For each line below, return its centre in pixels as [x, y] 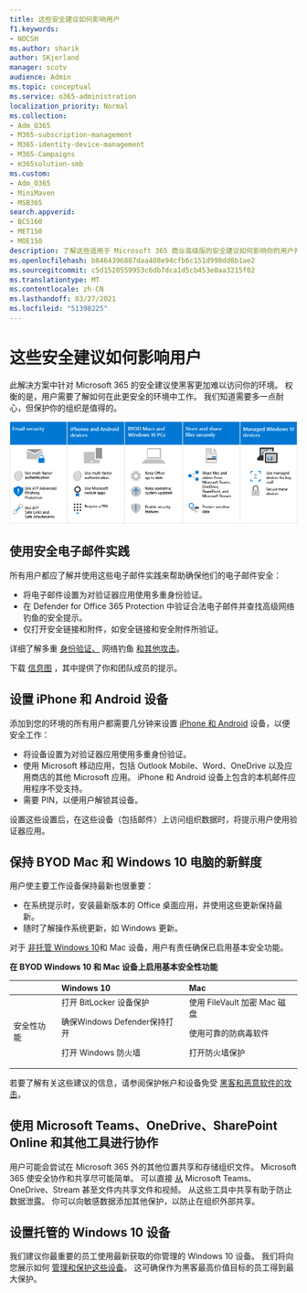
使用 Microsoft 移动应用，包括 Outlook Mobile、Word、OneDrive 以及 [153, 765]
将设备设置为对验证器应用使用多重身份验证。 [107, 753]
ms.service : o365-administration [73, 96]
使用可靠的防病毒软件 [229, 1033]
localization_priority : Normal [69, 106]
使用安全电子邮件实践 [69, 552]
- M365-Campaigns [42, 155]
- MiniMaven [32, 193]
